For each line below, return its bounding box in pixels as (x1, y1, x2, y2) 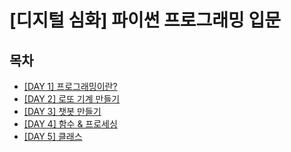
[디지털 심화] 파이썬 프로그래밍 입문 (9, 9, 282, 32)
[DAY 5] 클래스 (23, 131, 83, 142)
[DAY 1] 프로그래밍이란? (23, 81, 118, 92)
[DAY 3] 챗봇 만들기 (23, 106, 102, 117)
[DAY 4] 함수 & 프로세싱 (23, 118, 118, 130)
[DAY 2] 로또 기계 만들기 (23, 93, 121, 105)
